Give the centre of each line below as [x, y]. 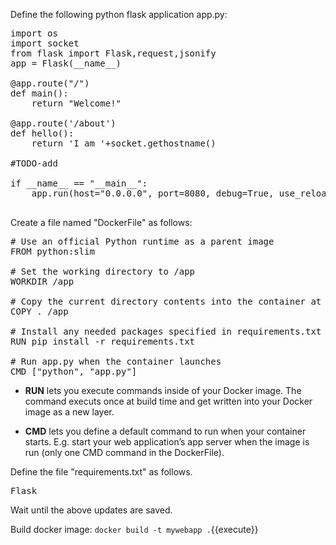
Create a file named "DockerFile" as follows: [101, 222]
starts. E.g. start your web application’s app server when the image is [167, 442]
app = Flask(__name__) [66, 63]
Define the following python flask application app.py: [119, 14]
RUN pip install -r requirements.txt [103, 341]
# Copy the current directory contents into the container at [166, 301]
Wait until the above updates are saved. [91, 510]
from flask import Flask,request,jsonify [113, 53]
